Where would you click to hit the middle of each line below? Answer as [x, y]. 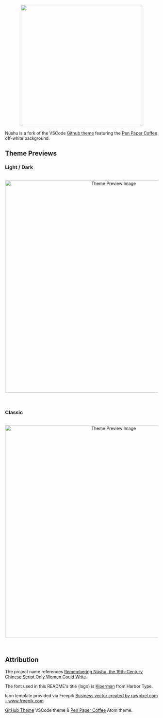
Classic [14, 412]
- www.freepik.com [24, 701]
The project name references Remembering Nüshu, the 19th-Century [74, 671]
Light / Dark [19, 167]
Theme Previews [31, 154]
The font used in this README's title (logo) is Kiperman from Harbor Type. [79, 686]
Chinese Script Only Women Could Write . [46, 677]
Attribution [22, 660]
